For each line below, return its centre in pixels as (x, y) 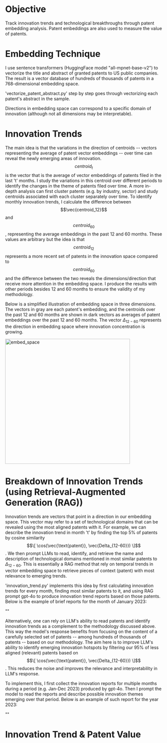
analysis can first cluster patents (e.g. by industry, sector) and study (88, 191)
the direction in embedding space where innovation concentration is (75, 326)
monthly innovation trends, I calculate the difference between (68, 201)
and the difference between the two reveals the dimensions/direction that (81, 278)
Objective (26, 9)
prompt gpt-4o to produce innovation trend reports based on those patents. (83, 596)
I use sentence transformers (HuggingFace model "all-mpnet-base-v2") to (82, 67)
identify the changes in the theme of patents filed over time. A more (75, 185)
